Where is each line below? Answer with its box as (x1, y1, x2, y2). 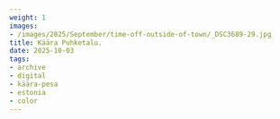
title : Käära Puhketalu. (9, 38, 103, 47)
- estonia (9, 88, 47, 97)
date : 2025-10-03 (9, 47, 75, 55)
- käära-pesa (9, 80, 59, 89)
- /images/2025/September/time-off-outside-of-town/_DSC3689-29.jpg (9, 30, 272, 38)
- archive (9, 64, 47, 72)
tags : (9, 55, 30, 64)
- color (9, 96, 39, 106)
